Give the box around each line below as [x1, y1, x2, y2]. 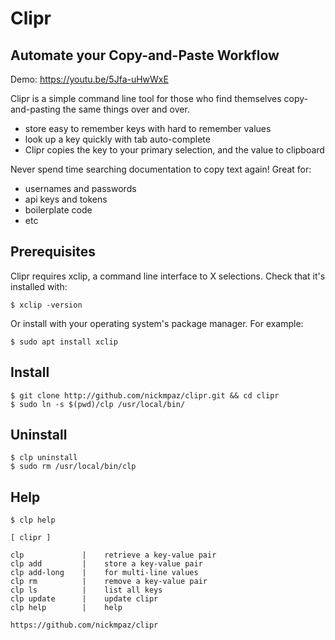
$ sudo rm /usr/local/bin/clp [10, 462, 137, 472]
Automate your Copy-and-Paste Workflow [10, 47, 280, 64]
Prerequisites [10, 243, 96, 261]
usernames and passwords [24, 183, 137, 194]
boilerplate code [24, 204, 93, 216]
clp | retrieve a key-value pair [10, 550, 217, 561]
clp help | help [10, 603, 123, 613]
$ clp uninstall [10, 453, 78, 463]
